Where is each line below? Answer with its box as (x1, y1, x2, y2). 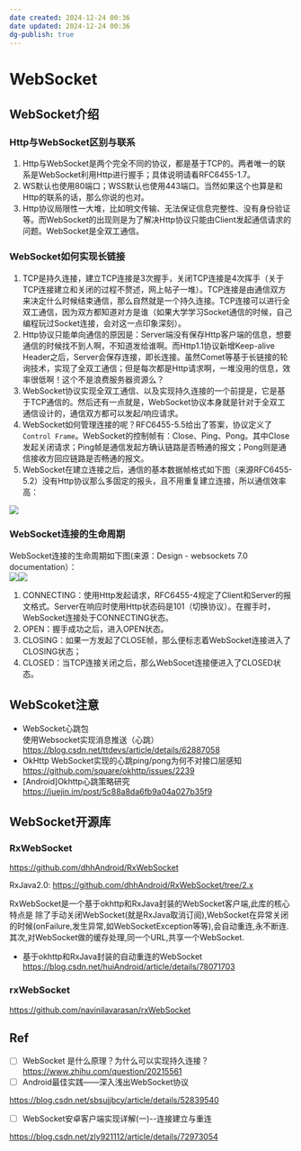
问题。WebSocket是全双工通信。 (22, 226, 145, 237)
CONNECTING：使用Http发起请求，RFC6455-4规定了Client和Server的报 (22, 589, 292, 600)
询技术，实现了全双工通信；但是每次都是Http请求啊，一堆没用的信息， (22, 362, 283, 374)
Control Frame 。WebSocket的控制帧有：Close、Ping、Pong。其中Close (22, 430, 290, 441)
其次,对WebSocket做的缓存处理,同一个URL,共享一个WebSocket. (9, 932, 245, 943)
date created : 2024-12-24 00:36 (9, 13, 130, 23)
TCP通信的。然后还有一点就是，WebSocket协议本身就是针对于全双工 (30, 396, 286, 407)
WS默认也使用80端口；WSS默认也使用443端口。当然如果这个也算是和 (22, 181, 283, 192)
